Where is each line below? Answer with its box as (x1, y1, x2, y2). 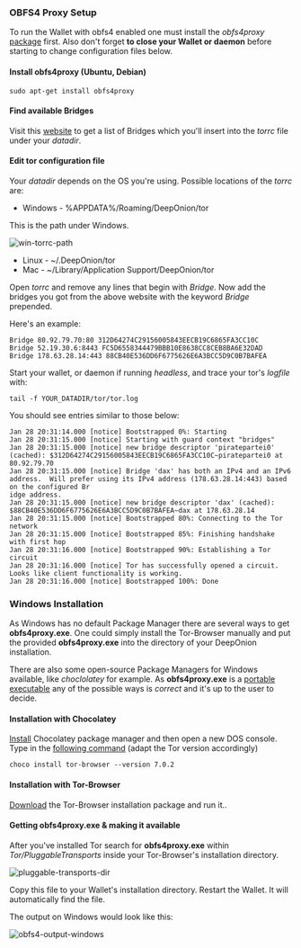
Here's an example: (9, 317, 81, 329)
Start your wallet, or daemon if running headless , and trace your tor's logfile (9, 367, 290, 378)
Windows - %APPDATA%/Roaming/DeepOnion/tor (22, 202, 209, 213)
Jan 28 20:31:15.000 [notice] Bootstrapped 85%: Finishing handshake (9, 529, 276, 539)
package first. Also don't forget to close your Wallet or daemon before (9, 36, 272, 47)
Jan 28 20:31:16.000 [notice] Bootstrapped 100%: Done (9, 577, 219, 586)
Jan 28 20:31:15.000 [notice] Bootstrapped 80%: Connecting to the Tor (9, 514, 283, 523)
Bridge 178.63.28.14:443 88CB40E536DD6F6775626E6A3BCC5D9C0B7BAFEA (9, 351, 268, 361)
